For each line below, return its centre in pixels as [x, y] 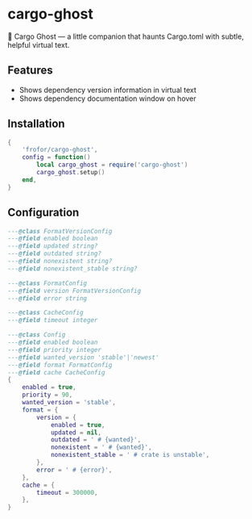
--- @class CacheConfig [45, 313]
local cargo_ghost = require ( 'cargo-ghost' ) [112, 165]
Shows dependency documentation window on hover [107, 98]
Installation [36, 124]
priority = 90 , [48, 395]
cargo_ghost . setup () [71, 173]
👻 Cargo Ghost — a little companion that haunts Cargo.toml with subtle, [126, 36]
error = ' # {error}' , [74, 470]
